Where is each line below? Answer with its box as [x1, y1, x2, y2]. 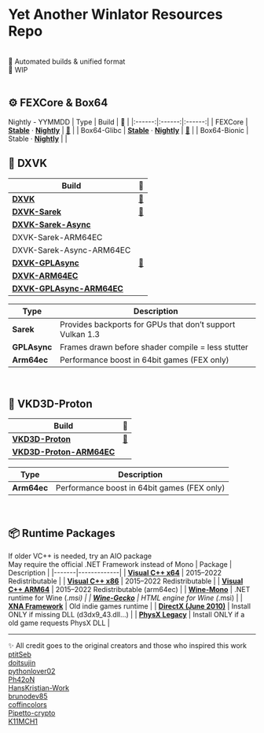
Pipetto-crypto [8, 709, 56, 718]
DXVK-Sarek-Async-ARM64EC [12, 244, 131, 255]
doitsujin [8, 658, 36, 668]
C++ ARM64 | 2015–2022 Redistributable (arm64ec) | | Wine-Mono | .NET [8, 585, 251, 594]
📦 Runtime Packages [8, 526, 115, 540]
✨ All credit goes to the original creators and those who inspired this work [8, 641, 247, 650]
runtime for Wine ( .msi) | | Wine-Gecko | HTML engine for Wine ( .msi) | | [8, 593, 244, 603]
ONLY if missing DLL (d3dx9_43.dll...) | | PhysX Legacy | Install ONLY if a [8, 610, 245, 620]
